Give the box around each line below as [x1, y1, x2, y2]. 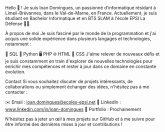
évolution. [5, 69, 26, 74]
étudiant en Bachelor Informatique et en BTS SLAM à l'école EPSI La [5, 15, 145, 21]
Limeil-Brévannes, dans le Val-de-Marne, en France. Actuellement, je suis [5, 10, 157, 16]
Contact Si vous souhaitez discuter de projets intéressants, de [5, 78, 133, 84]
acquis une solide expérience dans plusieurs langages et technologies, [5, 35, 151, 41]
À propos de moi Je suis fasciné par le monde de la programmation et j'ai [5, 30, 156, 36]
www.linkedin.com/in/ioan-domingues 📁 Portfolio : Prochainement [5, 106, 141, 112]
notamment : [5, 41, 31, 47]
